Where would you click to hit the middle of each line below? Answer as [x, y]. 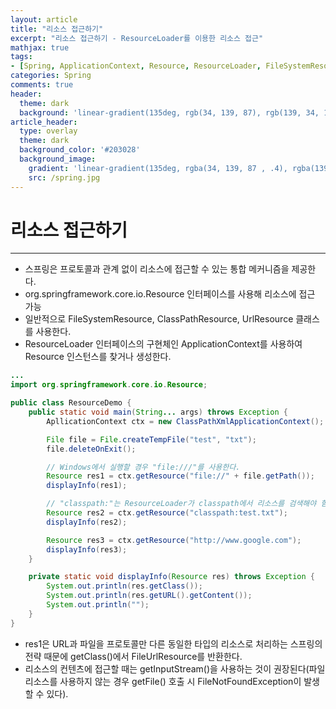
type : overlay [48, 131]
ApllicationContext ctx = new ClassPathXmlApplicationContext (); [185, 421]
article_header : [44, 122]
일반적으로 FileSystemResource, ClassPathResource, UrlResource [159, 319]
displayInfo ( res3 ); [87, 549]
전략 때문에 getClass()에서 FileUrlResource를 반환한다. [133, 656]
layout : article [44, 19]
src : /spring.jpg [64, 177]
